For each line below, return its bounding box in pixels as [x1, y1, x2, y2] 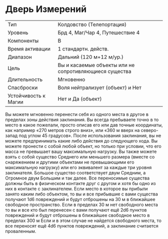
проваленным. [5, 228, 36, 234]
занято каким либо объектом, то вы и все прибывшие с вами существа [5, 191, 158, 197]
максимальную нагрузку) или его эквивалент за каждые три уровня [5, 164, 152, 170]
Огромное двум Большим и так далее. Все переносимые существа [5, 175, 150, 181]
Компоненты [7, 37, 39, 44]
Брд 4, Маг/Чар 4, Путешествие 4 [57, 29, 140, 36]
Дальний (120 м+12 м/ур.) [57, 53, 123, 60]
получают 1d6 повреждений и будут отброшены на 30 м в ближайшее [5, 196, 155, 202]
